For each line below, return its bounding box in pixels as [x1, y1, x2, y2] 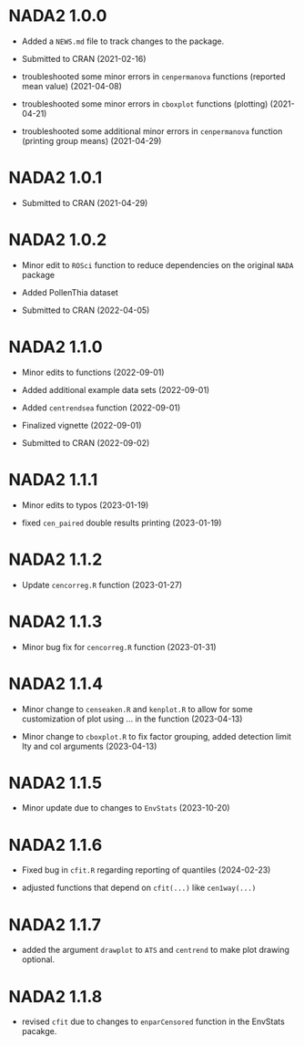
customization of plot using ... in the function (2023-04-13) [21, 713, 243, 724]
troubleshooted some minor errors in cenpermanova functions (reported [21, 70, 286, 82]
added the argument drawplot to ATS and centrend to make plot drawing [21, 945, 290, 956]
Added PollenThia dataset [21, 286, 119, 297]
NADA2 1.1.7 [8, 914, 102, 935]
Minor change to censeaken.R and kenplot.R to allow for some [21, 703, 253, 714]
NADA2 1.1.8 [8, 986, 103, 1007]
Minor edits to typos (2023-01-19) [21, 499, 149, 511]
